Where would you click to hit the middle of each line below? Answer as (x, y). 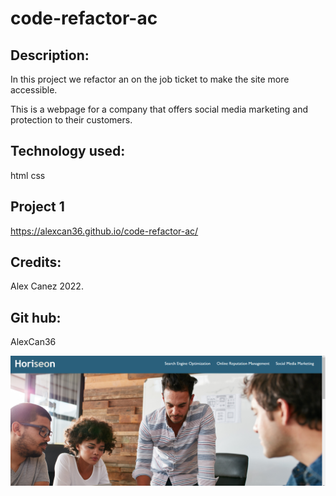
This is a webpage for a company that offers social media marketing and (159, 109)
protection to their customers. (71, 120)
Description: (50, 55)
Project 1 (37, 207)
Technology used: (68, 151)
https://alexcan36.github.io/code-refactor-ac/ (104, 231)
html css (28, 175)
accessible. (34, 90)
